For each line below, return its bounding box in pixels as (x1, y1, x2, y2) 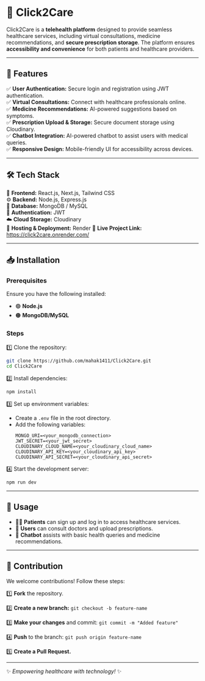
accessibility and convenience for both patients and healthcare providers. (6, 45, 195, 53)
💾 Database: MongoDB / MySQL (6, 202, 88, 210)
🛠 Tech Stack (6, 170, 60, 180)
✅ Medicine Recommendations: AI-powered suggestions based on (6, 105, 177, 112)
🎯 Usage (6, 502, 38, 512)
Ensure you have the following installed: (6, 290, 107, 298)
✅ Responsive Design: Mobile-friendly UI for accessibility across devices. (6, 145, 193, 152)
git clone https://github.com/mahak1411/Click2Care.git (6, 358, 151, 364)
